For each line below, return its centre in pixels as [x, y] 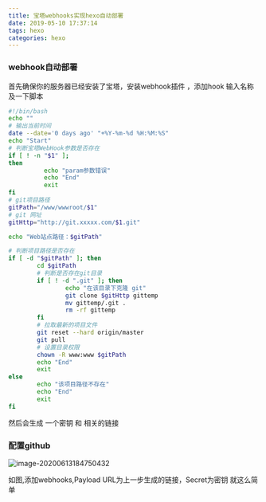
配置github [29, 445]
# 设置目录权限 [58, 347]
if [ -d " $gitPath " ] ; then [55, 259]
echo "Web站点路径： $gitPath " [55, 237]
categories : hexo [37, 38]
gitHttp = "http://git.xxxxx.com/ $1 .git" [74, 222]
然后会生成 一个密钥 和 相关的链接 [64, 422]
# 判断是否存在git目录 [70, 273]
